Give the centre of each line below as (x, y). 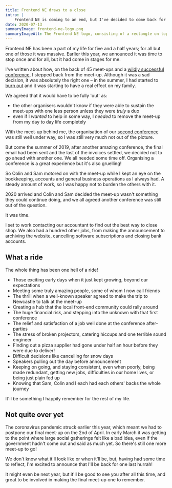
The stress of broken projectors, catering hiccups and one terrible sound (89, 334)
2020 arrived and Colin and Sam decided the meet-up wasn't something (82, 194)
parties (20, 329)
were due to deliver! (34, 350)
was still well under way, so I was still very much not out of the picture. (80, 137)
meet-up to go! (21, 449)
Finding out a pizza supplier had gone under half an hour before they (85, 345)
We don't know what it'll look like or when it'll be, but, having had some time (85, 459)
